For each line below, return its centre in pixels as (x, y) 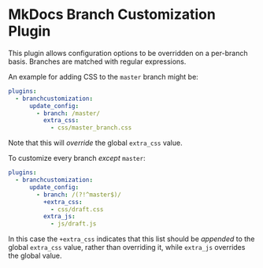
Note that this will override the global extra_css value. (95, 143)
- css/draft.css (77, 209)
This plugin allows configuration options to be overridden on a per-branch (128, 53)
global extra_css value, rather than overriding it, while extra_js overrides (127, 248)
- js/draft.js (73, 224)
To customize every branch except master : (77, 158)
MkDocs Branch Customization (112, 15)
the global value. (35, 256)
